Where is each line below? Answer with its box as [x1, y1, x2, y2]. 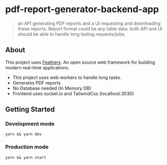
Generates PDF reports [12, 79, 61, 86]
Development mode [5, 120, 55, 128]
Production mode [5, 143, 49, 150]
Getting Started [5, 105, 55, 114]
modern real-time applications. [5, 64, 70, 70]
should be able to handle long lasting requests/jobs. [17, 31, 126, 37]
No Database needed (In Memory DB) [12, 85, 92, 91]
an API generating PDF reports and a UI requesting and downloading [17, 20, 161, 26]
